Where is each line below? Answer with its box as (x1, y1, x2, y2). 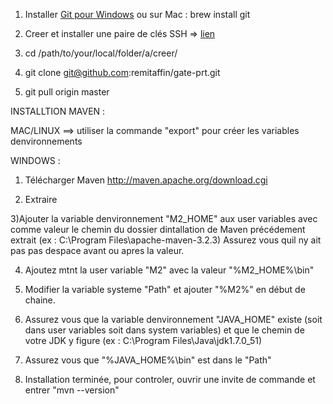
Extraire (24, 194, 58, 205)
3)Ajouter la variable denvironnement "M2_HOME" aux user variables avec (10, 213, 318, 224)
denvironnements (10, 135, 83, 147)
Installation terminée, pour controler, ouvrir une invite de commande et (24, 374, 316, 385)
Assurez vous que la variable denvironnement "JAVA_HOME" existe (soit (24, 314, 323, 325)
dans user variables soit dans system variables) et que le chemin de (24, 324, 305, 336)
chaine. (24, 294, 56, 306)
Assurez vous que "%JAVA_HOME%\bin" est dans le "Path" (24, 354, 272, 366)
